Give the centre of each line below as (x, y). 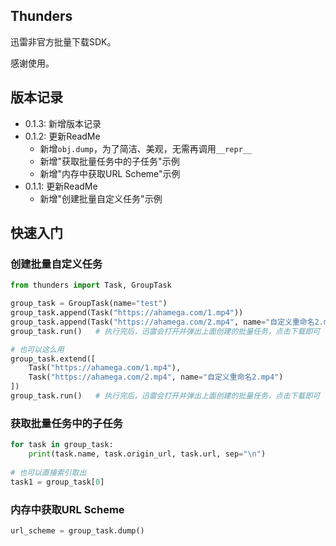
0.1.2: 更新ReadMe (62, 136)
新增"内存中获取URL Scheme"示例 (110, 173)
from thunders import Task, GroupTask (91, 285)
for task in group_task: (62, 445)
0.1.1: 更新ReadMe (61, 186)
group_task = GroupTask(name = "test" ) (89, 304)
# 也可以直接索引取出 (48, 472)
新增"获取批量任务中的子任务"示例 (109, 161)
